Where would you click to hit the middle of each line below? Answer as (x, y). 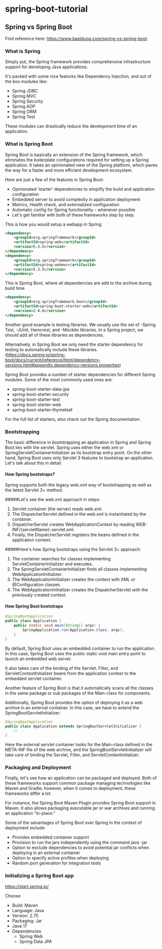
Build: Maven (25, 905)
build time (15, 288)
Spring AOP (23, 107)
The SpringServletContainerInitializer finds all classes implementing (79, 569)
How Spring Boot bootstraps (34, 606)
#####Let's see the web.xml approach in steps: (53, 500)
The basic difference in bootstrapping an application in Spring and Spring (78, 442)
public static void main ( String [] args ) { (57, 626)
